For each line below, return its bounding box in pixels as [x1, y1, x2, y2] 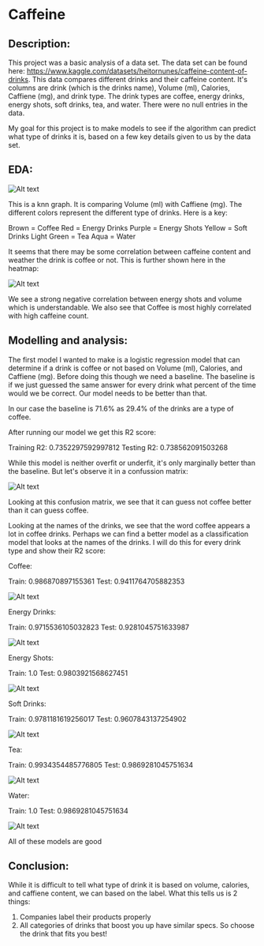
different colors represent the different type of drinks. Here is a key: [8, 208, 229, 217]
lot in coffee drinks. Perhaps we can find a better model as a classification [8, 529, 249, 539]
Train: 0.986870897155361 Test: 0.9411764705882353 [8, 576, 185, 586]
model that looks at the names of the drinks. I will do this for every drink [8, 537, 241, 546]
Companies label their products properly [19, 912, 151, 922]
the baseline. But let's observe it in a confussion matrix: [8, 466, 188, 475]
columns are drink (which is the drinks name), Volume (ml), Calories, [8, 83, 230, 92]
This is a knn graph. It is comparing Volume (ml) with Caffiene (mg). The [8, 199, 243, 208]
